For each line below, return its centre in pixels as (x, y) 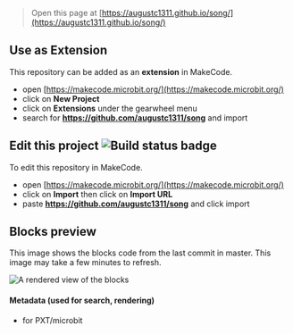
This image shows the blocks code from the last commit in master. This (140, 253)
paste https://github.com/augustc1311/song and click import (136, 204)
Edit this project (54, 146)
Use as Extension (59, 50)
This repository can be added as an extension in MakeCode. (121, 71)
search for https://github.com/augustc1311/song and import (135, 117)
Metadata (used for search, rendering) (82, 301)
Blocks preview (53, 232)
